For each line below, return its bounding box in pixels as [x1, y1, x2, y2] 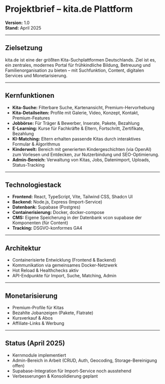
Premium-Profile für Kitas [12, 305, 64, 310]
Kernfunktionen [5, 91, 55, 100]
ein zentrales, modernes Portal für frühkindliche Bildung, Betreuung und [5, 62, 151, 68]
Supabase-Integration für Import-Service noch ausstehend [12, 368, 132, 374]
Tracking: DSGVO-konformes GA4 [12, 225, 82, 231]
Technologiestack [5, 180, 61, 189]
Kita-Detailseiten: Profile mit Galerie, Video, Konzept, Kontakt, [12, 110, 139, 116]
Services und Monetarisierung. [5, 72, 68, 78]
